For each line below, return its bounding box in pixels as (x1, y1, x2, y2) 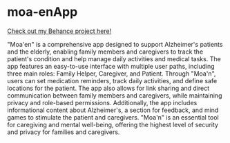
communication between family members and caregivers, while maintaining (7, 91, 222, 100)
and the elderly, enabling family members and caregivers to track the (7, 47, 204, 56)
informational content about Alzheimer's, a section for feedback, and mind (7, 106, 219, 114)
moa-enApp (7, 4, 78, 20)
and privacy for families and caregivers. (7, 128, 120, 136)
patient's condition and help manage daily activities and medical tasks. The (7, 54, 221, 63)
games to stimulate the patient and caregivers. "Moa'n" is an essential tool (7, 113, 219, 121)
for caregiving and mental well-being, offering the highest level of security (7, 120, 219, 129)
